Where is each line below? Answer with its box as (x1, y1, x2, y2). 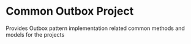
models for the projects (6, 31, 65, 38)
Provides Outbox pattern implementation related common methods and (6, 24, 185, 32)
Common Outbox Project (6, 4, 134, 18)
